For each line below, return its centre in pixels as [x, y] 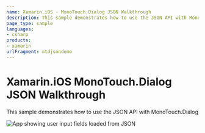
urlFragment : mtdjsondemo [39, 52]
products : [19, 40]
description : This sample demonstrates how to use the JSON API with [97, 18]
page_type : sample [30, 23]
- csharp [17, 35]
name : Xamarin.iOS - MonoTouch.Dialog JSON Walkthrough [79, 12]
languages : [20, 29]
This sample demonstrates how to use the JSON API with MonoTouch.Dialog [102, 112]
